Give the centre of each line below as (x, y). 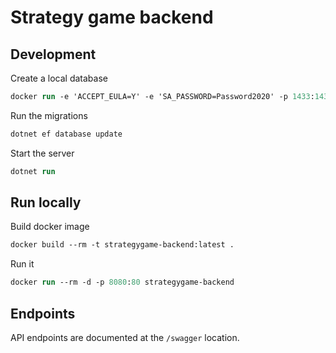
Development (53, 54)
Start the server (42, 153)
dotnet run (33, 171)
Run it (22, 264)
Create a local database (59, 78)
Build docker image (50, 227)
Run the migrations (49, 115)
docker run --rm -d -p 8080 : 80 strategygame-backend (122, 282)
